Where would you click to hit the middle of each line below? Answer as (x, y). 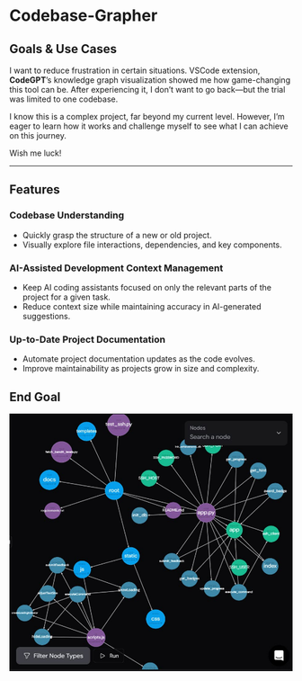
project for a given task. (66, 297)
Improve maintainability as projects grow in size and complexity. (141, 369)
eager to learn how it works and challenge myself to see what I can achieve (149, 126)
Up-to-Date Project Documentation (88, 339)
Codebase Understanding (67, 215)
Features (35, 190)
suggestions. (46, 316)
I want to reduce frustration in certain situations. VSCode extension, (135, 70)
